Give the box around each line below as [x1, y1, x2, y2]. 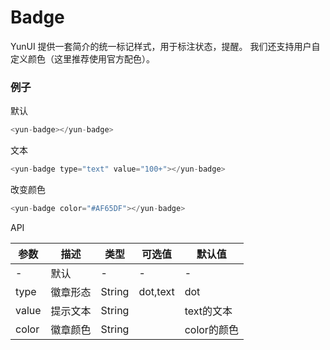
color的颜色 [184, 322, 239, 336]
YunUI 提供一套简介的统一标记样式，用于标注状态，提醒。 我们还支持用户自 [10, 40, 321, 52]
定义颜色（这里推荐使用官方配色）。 [10, 52, 155, 65]
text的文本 [184, 304, 233, 318]
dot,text [138, 284, 175, 298]
